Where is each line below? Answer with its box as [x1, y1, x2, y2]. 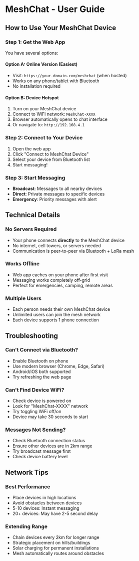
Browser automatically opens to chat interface [12, 116, 107, 122]
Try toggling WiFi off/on [12, 409, 61, 415]
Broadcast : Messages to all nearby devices [12, 185, 102, 192]
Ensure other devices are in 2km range [12, 443, 92, 449]
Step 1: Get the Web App [5, 39, 65, 46]
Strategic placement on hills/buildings [12, 540, 90, 546]
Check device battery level [12, 454, 68, 460]
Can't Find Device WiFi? [5, 386, 64, 393]
